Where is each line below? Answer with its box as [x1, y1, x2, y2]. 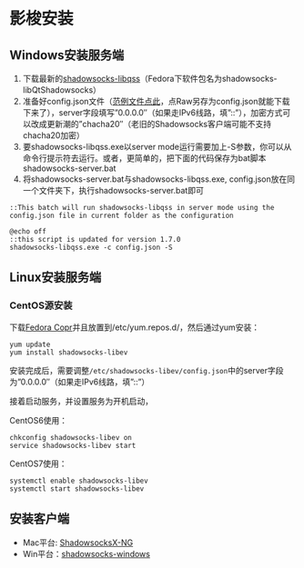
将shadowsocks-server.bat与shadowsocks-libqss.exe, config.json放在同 [22, 174, 296, 184]
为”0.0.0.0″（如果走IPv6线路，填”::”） [9, 376, 150, 387]
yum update [9, 340, 51, 349]
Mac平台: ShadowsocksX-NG [22, 537, 134, 548]
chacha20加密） [22, 130, 85, 141]
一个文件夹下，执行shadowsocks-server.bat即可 [22, 185, 205, 195]
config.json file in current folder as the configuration [9, 211, 234, 220]
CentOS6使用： [9, 414, 68, 425]
